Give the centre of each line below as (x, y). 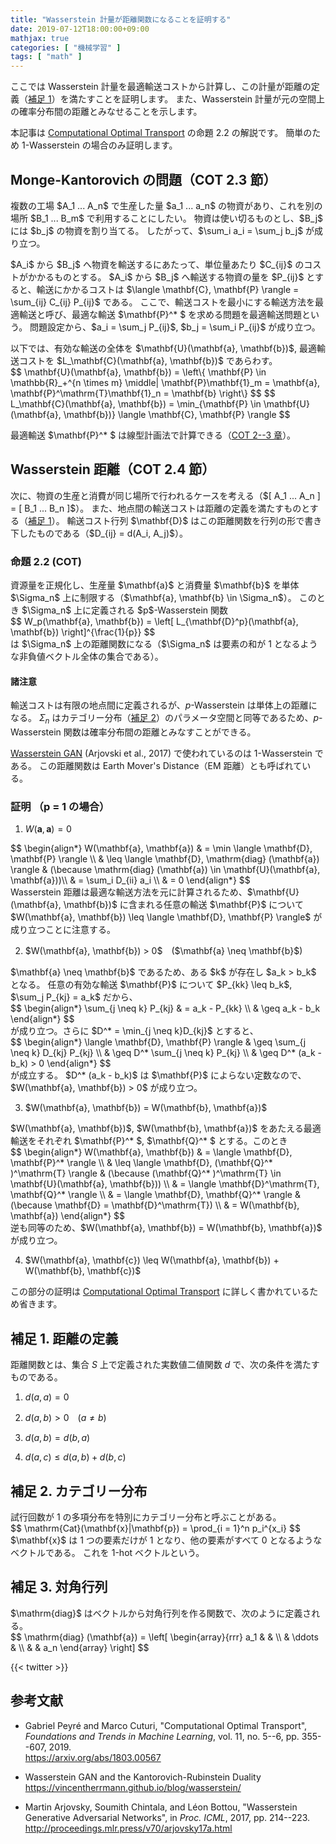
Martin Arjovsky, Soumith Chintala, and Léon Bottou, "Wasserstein (161, 1807)
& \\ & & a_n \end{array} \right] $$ (80, 1647)
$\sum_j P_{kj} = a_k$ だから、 (74, 997)
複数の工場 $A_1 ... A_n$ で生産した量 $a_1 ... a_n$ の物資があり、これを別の (166, 205)
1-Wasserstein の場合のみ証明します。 (99, 145)
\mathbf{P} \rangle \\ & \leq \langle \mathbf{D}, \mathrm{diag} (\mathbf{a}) (165, 859)
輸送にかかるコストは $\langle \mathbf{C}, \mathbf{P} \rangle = (168, 289)
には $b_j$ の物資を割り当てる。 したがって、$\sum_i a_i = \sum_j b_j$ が (162, 230)
